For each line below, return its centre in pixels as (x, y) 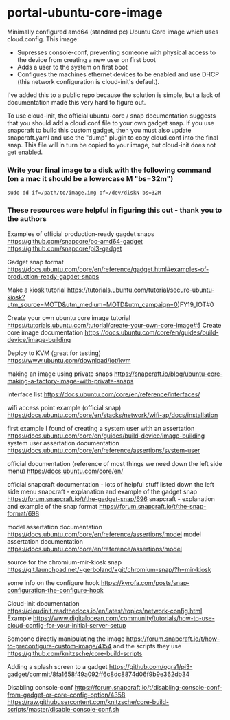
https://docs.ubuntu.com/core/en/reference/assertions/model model (104, 534)
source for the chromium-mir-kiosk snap (65, 562)
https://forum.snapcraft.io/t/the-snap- (153, 506)
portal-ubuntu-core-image (85, 13)
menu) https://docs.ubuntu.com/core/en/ (65, 471)
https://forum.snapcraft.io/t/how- (173, 639)
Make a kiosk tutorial (37, 290)
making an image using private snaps (60, 374)
